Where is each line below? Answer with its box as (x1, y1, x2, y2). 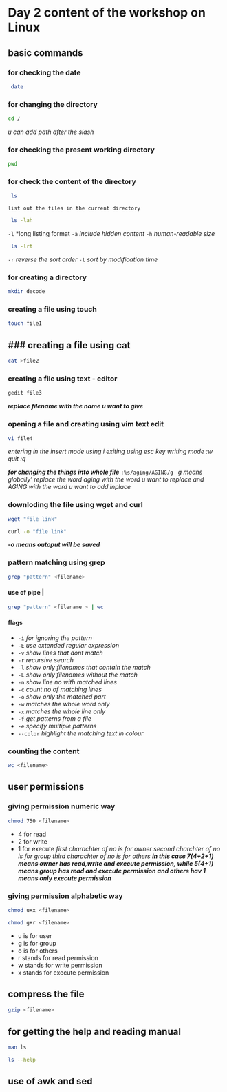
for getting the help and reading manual (8, 1026, 182, 1038)
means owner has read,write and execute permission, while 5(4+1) (17, 859, 214, 867)
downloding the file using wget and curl (8, 500, 143, 510)
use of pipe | (8, 588, 44, 597)
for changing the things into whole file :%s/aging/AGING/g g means (8, 468, 203, 477)
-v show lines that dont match (17, 648, 104, 657)
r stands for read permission (17, 953, 98, 962)
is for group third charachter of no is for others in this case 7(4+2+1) (17, 852, 214, 860)
